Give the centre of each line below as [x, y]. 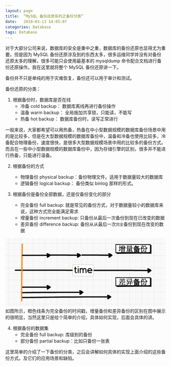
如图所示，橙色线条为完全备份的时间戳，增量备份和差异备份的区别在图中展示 [85, 311]
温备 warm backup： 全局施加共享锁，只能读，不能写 [76, 113]
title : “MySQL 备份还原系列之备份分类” [45, 16]
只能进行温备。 [38, 155]
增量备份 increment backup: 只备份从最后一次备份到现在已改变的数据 [92, 218]
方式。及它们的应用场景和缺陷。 [43, 358]
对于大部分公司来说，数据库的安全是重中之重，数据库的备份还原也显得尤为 [83, 48]
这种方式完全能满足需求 [54, 211]
